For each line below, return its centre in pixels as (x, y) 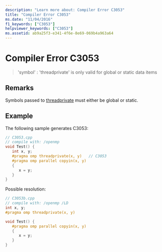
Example (19, 116)
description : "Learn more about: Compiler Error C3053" (65, 10)
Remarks (20, 88)
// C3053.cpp (19, 137)
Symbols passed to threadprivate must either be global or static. (72, 100)
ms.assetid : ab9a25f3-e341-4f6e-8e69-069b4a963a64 (59, 33)
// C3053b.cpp (20, 199)
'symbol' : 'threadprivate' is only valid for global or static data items (87, 72)
